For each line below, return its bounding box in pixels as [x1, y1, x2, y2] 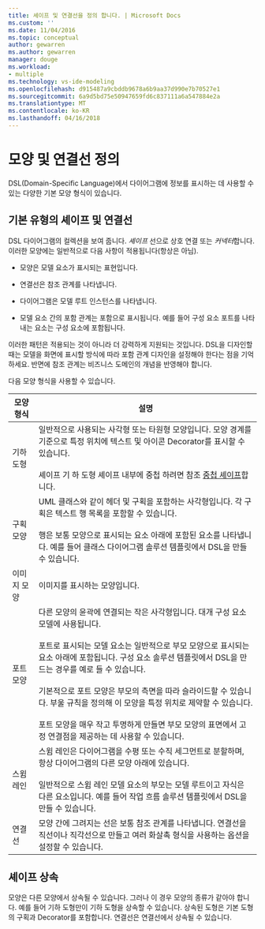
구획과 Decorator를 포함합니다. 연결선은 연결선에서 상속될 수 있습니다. [16, 912, 233, 922]
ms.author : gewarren [8, 48, 77, 56]
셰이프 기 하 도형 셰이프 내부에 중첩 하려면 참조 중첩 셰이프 [38, 469, 242, 480]
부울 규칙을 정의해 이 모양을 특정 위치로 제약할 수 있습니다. [50, 697, 253, 708]
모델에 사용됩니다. [38, 618, 101, 629]
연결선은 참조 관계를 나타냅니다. [19, 279, 117, 289]
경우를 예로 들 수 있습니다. [54, 664, 146, 675]
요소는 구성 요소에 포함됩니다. [34, 323, 125, 332]
